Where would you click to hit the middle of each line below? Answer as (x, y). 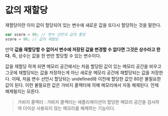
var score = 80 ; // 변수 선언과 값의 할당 (46, 34)
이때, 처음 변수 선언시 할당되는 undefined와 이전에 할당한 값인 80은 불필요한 (87, 78)
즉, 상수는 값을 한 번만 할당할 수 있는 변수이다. (56, 55)
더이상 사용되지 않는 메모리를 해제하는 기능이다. (69, 108)
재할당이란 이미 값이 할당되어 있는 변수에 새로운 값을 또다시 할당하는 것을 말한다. (83, 25)
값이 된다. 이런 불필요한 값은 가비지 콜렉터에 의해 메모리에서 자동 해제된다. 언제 (82, 85)
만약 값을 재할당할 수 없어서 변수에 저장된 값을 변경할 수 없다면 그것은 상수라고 (80, 49)
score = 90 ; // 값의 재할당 (32, 39)
